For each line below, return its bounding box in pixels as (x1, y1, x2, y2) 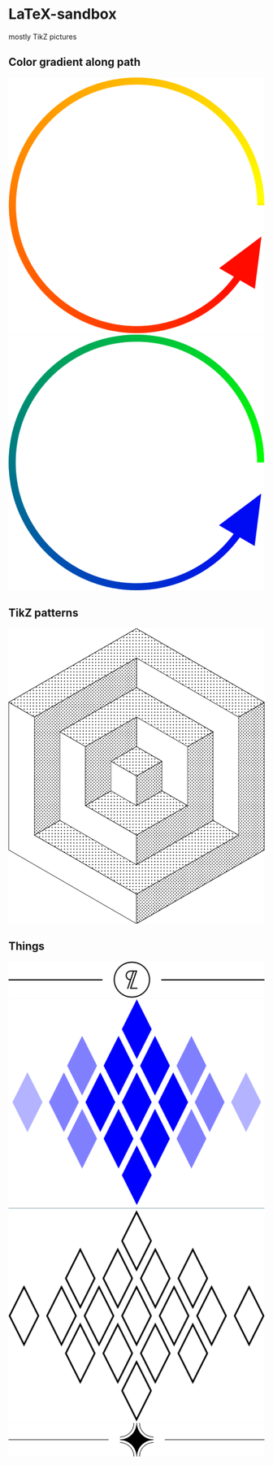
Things (8, 940, 45, 954)
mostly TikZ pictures (8, 32, 77, 41)
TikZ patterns (8, 606, 79, 620)
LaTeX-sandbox (8, 5, 117, 24)
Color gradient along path (8, 55, 141, 69)
